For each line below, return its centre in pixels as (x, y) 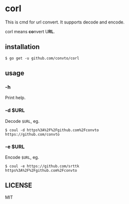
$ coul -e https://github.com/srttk (42, 166)
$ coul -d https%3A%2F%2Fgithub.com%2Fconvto (52, 130)
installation (22, 47)
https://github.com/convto (32, 134)
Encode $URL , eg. (22, 158)
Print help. (15, 98)
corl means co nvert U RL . (30, 31)
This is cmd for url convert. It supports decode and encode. (65, 22)
